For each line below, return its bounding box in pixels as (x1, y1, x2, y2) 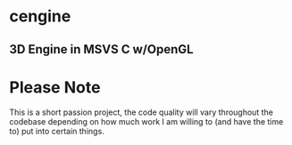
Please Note (9, 77, 101, 97)
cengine (9, 6, 71, 27)
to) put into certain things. (9, 125, 104, 136)
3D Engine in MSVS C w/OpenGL (9, 42, 194, 57)
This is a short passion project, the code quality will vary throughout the (9, 107, 274, 117)
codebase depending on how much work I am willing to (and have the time (9, 116, 284, 126)
